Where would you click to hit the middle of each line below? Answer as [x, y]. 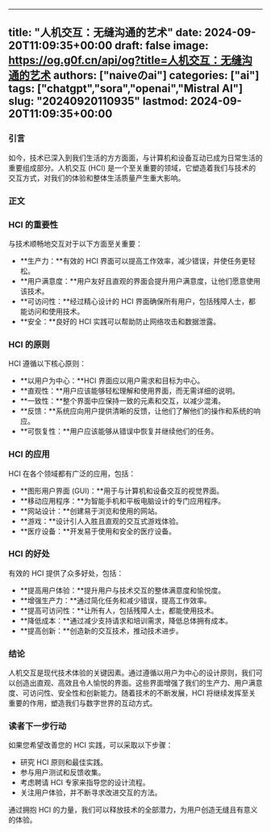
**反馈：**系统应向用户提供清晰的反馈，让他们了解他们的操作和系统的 [137, 411]
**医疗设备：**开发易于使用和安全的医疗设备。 [98, 531]
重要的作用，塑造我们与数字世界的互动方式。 [83, 703]
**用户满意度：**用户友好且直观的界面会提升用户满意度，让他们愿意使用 [140, 281]
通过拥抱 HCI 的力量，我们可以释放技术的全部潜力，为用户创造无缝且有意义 [133, 810]
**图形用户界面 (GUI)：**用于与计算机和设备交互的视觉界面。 [122, 491]
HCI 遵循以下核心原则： [48, 364]
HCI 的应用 [29, 454]
